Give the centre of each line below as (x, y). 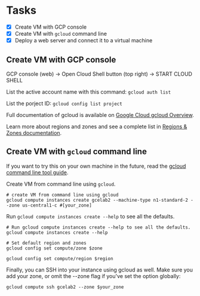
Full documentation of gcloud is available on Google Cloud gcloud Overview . (100, 115)
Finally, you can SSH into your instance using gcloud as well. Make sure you (99, 270)
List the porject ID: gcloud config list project (64, 103)
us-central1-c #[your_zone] (57, 205)
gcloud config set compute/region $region (60, 258)
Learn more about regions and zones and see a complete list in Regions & (97, 127)
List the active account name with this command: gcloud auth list (89, 92)
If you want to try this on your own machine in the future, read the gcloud (96, 166)
